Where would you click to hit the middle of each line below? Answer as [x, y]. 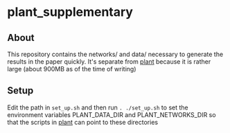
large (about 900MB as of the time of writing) [72, 69]
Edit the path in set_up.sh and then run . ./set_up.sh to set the [98, 107]
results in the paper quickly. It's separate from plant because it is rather [109, 62]
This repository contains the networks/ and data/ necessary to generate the [115, 54]
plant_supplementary [70, 12]
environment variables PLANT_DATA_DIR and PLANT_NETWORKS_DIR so [112, 114]
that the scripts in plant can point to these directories [82, 122]
